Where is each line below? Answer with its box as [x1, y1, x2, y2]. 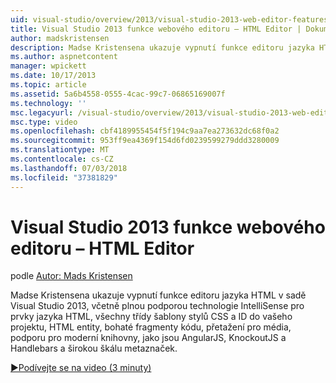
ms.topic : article [10, 80, 87, 90]
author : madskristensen [10, 33, 110, 43]
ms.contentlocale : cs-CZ [10, 154, 114, 164]
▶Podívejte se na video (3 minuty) [10, 362, 152, 374]
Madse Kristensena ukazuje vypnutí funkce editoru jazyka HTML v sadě [10, 289, 307, 301]
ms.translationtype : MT [10, 145, 110, 155]
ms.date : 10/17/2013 [10, 71, 97, 81]
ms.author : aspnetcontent [10, 52, 118, 62]
